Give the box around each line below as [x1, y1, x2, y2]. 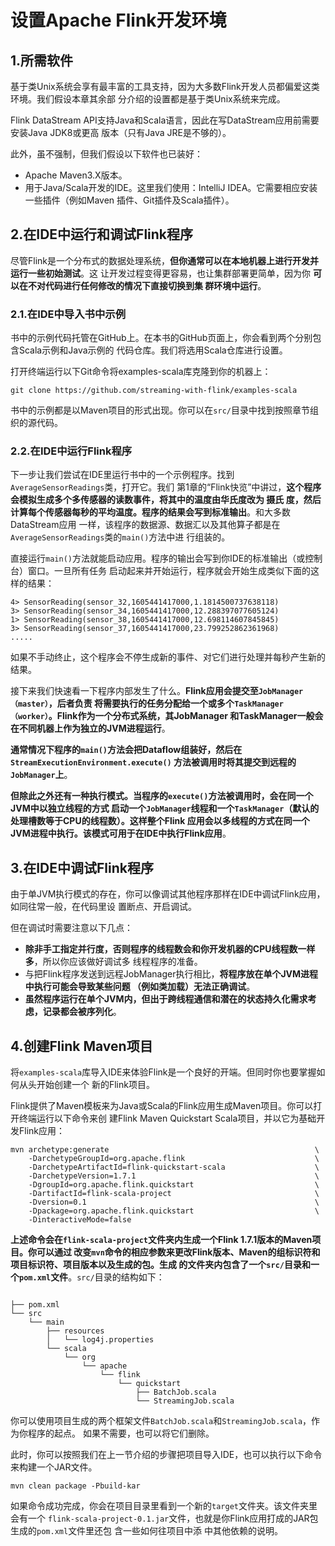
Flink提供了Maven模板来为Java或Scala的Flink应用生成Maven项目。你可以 [10, 1100, 314, 1112]
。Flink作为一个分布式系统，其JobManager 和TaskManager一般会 [48, 710, 324, 722]
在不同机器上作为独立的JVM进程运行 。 [10, 722, 171, 735]
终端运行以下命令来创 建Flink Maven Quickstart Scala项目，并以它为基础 [18, 1112, 317, 1125]
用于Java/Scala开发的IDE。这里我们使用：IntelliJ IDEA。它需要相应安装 [24, 182, 318, 193]
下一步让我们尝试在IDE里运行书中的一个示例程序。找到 [10, 469, 235, 481]
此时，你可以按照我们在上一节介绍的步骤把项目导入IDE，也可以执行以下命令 [10, 1449, 323, 1461]
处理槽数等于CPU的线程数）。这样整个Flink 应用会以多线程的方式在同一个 [10, 815, 310, 827]
